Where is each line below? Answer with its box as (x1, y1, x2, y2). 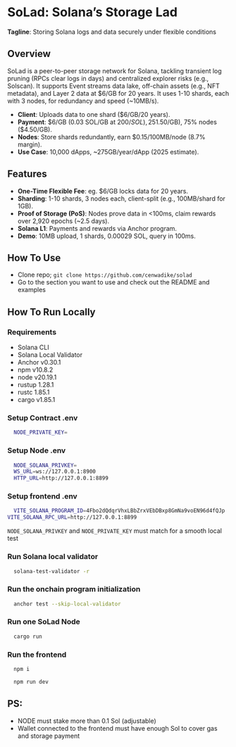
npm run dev (13, 678, 49, 685)
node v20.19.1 (17, 373, 57, 382)
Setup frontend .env (7, 491, 77, 501)
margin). (17, 140, 42, 149)
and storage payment (17, 732, 80, 740)
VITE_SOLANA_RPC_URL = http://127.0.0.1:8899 (7, 514, 137, 521)
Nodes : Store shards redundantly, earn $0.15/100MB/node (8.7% (17, 132, 206, 141)
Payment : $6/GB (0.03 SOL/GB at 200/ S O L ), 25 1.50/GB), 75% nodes (17, 118, 217, 126)
